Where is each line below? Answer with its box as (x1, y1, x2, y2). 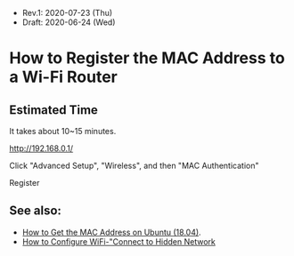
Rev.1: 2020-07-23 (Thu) (21, 8, 113, 18)
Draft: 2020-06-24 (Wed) (21, 17, 116, 28)
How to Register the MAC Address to (9, 48, 285, 68)
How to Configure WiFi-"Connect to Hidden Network (21, 236, 216, 247)
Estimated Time (9, 102, 98, 117)
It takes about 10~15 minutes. (9, 126, 117, 136)
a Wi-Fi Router (9, 67, 118, 87)
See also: (9, 204, 62, 219)
